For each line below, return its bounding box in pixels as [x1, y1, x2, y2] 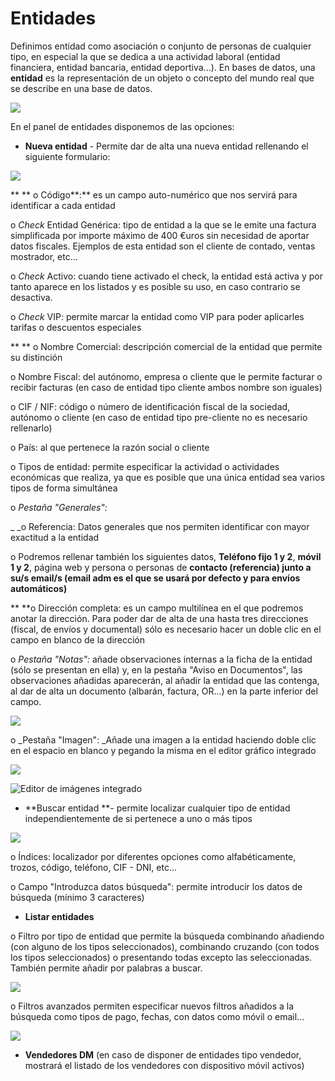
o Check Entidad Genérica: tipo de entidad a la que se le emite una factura [10, 218, 317, 231]
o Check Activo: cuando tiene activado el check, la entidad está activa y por [10, 270, 323, 282]
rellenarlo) [10, 422, 53, 434]
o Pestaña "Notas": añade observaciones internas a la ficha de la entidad [10, 653, 313, 665]
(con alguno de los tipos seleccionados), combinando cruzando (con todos [10, 940, 320, 952]
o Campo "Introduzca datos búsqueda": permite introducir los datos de [10, 880, 303, 892]
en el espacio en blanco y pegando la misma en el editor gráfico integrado [10, 744, 317, 756]
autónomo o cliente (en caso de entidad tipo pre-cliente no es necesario [10, 411, 308, 423]
